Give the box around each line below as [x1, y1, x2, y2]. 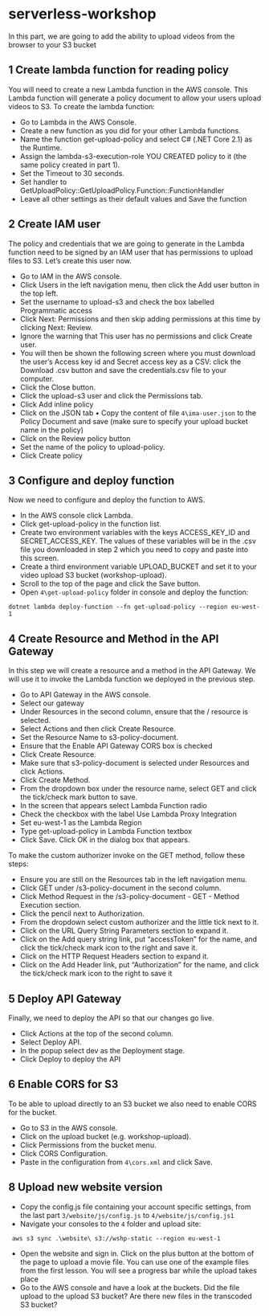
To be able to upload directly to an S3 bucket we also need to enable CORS [8, 1098, 257, 1109]
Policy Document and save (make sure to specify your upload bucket [19, 416, 249, 426]
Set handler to [19, 177, 67, 186]
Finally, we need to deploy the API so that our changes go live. [8, 1013, 214, 1023]
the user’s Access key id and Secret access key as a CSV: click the [19, 357, 242, 366]
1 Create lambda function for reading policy [8, 63, 229, 77]
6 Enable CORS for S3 [8, 1077, 119, 1091]
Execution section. [19, 901, 82, 910]
